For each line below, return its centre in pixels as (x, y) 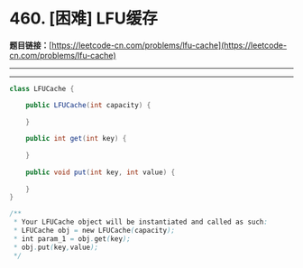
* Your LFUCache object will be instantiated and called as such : (141, 222)
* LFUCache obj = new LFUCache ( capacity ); (94, 231)
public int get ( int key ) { (76, 139)
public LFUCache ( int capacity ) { (88, 105)
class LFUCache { (42, 88)
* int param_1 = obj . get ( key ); (72, 239)
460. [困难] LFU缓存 (83, 18)
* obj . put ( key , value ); (56, 247)
